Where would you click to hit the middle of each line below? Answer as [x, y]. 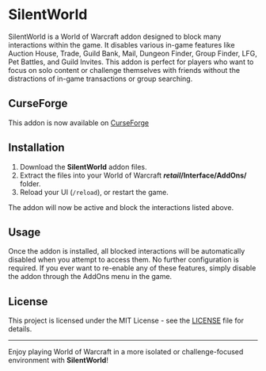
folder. [30, 183]
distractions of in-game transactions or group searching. [101, 78]
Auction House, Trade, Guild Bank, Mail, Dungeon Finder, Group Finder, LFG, [133, 53]
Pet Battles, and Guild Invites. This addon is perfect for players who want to [131, 62]
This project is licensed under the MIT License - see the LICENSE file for [126, 321]
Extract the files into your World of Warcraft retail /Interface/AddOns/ [133, 175]
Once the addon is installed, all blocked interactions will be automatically [127, 251]
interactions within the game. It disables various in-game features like [122, 44]
